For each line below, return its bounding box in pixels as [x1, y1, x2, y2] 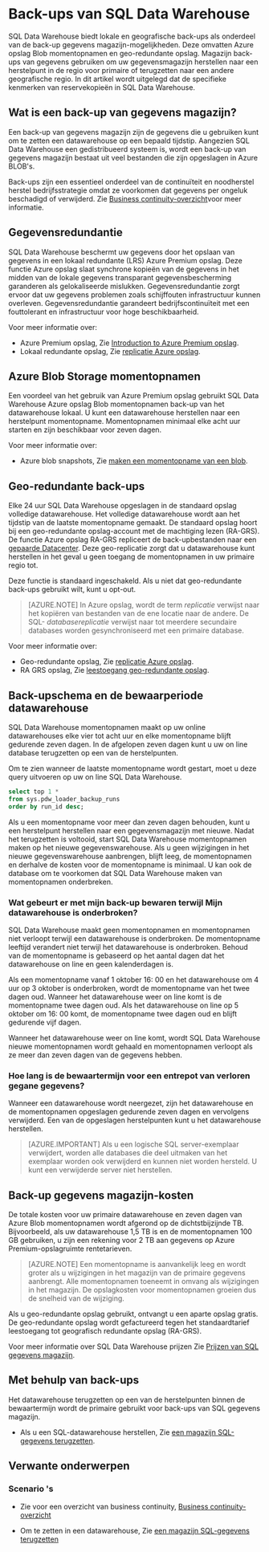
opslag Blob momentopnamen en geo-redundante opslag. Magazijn [8, 48, 232, 58]
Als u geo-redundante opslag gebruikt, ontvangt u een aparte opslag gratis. [8, 1310, 259, 1319]
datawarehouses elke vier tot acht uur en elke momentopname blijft [8, 731, 231, 740]
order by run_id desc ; [8, 802, 84, 811]
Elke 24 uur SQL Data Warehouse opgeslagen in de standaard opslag [8, 501, 237, 511]
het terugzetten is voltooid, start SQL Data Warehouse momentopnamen [8, 834, 247, 844]
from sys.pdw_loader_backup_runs [8, 795, 120, 803]
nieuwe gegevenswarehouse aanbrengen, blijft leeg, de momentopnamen [8, 851, 252, 861]
